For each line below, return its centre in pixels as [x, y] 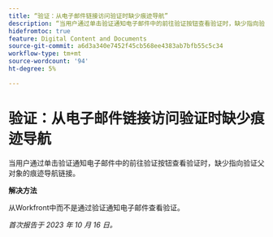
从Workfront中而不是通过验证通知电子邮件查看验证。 [97, 207]
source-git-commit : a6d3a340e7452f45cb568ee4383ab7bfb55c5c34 [116, 46]
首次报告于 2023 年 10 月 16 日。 [63, 225]
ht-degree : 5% [32, 69]
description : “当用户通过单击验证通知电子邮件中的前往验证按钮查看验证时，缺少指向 [134, 24]
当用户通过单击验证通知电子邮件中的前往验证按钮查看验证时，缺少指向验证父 [136, 162]
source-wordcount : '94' [49, 62]
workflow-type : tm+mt [45, 54]
